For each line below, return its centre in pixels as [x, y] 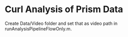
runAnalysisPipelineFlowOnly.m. [38, 28]
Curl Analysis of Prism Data [64, 9]
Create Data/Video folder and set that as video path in [61, 23]
